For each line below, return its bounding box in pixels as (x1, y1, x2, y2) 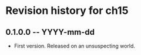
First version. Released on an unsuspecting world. (14, 42, 136, 49)
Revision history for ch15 (5, 4, 129, 17)
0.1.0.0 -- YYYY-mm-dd (5, 27, 95, 37)
